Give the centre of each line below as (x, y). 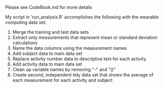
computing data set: (26, 22)
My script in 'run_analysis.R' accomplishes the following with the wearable (82, 17)
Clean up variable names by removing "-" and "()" (64, 69)
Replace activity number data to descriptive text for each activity (79, 59)
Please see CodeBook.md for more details (49, 7)
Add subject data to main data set (47, 53)
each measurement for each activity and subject (62, 80)
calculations (25, 43)
